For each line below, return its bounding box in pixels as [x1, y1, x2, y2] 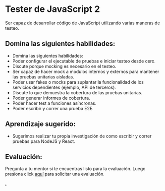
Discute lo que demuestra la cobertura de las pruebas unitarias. [12, 89, 143, 95]
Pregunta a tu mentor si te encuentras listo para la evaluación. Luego [5, 166, 146, 172]
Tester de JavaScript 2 [5, 3, 100, 15]
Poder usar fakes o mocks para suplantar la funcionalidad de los [12, 79, 144, 85]
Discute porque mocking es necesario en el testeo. [12, 63, 116, 69]
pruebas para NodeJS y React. [12, 138, 75, 144]
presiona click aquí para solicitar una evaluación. [5, 171, 105, 177]
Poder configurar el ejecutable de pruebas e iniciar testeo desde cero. [12, 58, 156, 64]
